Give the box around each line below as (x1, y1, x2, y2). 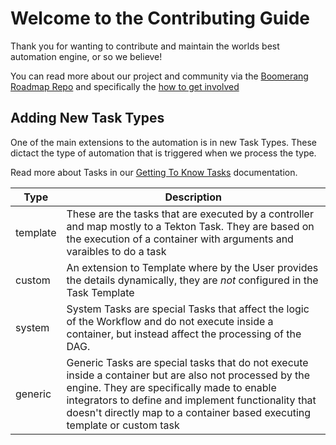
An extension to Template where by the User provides (66, 260, 319, 274)
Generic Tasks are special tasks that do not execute (66, 355, 309, 369)
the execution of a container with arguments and (66, 232, 294, 246)
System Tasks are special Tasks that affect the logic (66, 302, 310, 316)
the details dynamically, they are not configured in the (66, 273, 319, 287)
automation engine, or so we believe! (10, 50, 163, 62)
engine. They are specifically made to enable (66, 380, 277, 394)
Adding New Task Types (10, 110, 165, 127)
